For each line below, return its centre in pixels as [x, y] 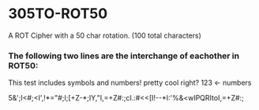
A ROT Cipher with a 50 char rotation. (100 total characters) [105, 35]
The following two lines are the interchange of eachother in [124, 56]
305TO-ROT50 [58, 14]
